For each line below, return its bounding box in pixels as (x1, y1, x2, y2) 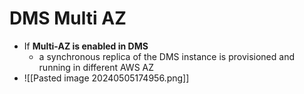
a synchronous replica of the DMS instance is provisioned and (38, 50, 295, 62)
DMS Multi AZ (9, 7, 127, 30)
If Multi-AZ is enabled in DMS (23, 40, 149, 52)
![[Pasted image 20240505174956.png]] (23, 72, 190, 84)
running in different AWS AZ (38, 61, 155, 73)
